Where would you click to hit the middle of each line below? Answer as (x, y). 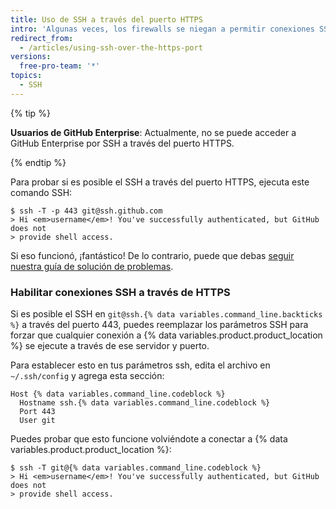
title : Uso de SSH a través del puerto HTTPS (106, 19)
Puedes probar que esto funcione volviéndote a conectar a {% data (149, 439)
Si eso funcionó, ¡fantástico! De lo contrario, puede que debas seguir (152, 255)
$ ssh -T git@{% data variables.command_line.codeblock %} (136, 468)
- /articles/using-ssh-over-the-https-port (111, 47)
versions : (31, 57)
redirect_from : (42, 38)
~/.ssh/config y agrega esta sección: (87, 376)
